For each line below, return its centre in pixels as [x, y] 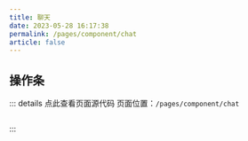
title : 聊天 [30, 17]
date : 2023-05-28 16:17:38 [59, 26]
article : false [37, 42]
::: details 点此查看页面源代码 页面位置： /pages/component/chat [124, 104]
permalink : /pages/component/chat [73, 34]
